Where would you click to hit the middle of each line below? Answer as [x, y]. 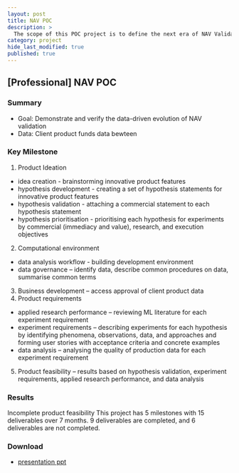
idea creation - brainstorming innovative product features [102, 181]
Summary [25, 103]
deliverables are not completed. [54, 428]
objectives [33, 234]
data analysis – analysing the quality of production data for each [112, 350]
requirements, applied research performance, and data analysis [111, 379]
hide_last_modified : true [46, 47]
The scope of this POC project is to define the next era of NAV [113, 34]
